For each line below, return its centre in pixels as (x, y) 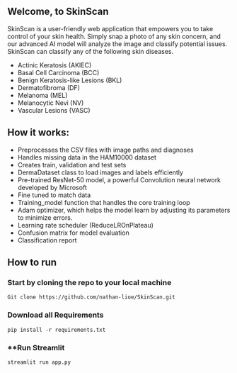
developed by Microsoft (52, 187)
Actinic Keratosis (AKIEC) (54, 65)
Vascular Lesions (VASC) (54, 110)
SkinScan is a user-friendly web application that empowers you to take (110, 28)
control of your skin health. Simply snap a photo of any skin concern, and (114, 36)
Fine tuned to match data (54, 195)
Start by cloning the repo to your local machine (89, 282)
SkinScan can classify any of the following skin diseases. (91, 51)
